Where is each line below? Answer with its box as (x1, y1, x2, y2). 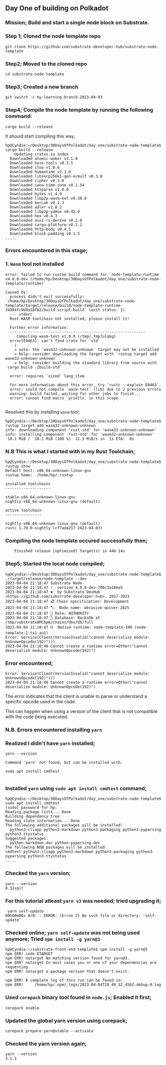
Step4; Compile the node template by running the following (5, 106, 153, 113)
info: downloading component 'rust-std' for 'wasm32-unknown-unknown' (5, 427, 157, 433)
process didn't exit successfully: (10, 294, 85, 299)
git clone (5, 44, 26, 49)
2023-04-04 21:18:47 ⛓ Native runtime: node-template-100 (5, 625, 133, 630)
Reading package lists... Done (5, 809, 71, 815)
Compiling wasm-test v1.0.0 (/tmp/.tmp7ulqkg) (16, 334, 116, 339)
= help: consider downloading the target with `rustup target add (14, 351, 157, 357)
